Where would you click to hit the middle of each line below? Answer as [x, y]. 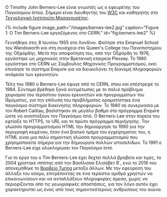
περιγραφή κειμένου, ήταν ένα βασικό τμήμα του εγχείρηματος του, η [78, 132]
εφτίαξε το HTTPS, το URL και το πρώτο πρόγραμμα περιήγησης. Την [77, 121]
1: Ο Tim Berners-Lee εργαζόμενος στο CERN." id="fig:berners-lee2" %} [80, 33]
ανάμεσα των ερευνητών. [32, 74]
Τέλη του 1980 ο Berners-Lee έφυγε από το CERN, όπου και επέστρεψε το [82, 84]
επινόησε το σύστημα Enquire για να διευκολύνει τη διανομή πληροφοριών [83, 69]
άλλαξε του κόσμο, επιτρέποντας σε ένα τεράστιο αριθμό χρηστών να [79, 173]
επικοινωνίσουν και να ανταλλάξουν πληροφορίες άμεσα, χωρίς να [76, 179]
